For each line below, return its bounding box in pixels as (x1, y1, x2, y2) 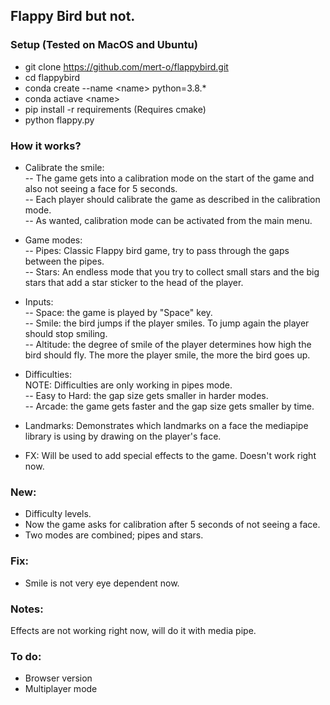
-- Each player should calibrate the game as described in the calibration (24, 193, 321, 205)
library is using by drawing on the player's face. (24, 430, 222, 442)
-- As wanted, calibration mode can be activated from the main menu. (24, 214, 313, 226)
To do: (10, 649, 42, 663)
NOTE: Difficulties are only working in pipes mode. (24, 379, 233, 391)
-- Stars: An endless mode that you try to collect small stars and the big (24, 265, 320, 278)
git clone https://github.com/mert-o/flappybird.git (24, 60, 229, 73)
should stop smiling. (24, 327, 108, 339)
